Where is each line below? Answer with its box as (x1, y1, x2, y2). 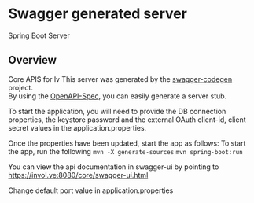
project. (8, 83, 34, 92)
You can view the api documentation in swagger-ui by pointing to (8, 162, 219, 172)
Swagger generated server (8, 5, 187, 23)
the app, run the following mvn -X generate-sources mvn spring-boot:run (8, 146, 244, 156)
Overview (8, 54, 57, 67)
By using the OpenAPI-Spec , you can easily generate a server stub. (8, 91, 227, 101)
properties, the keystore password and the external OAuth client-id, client (8, 115, 246, 124)
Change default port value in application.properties (8, 186, 174, 195)
